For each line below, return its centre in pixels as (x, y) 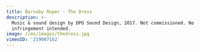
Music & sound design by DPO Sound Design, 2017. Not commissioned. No (103, 23)
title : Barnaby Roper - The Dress (49, 12)
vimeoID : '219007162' (33, 39)
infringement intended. (41, 28)
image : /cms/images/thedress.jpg (48, 34)
